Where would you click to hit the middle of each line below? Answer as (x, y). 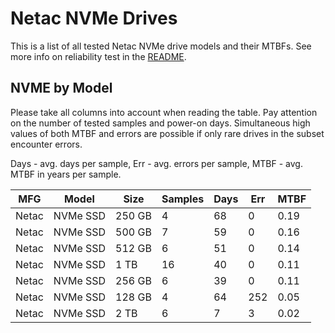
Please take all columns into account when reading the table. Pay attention (164, 112)
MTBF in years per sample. (66, 174)
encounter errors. (46, 144)
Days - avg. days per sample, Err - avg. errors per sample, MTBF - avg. (156, 163)
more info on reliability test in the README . (98, 56)
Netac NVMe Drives (94, 18)
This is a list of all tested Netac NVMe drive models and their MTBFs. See (161, 46)
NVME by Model (61, 88)
